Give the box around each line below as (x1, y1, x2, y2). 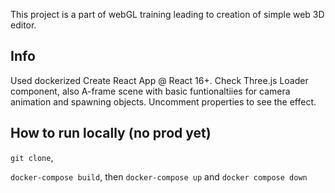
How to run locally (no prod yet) (10, 125, 212, 142)
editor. (10, 19, 37, 31)
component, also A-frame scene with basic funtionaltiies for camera (10, 85, 291, 97)
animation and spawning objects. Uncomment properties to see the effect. (10, 95, 317, 108)
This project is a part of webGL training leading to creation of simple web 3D (10, 9, 325, 20)
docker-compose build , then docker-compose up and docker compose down (10, 170, 308, 183)
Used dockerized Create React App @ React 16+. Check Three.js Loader (10, 74, 309, 86)
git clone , (10, 151, 54, 163)
